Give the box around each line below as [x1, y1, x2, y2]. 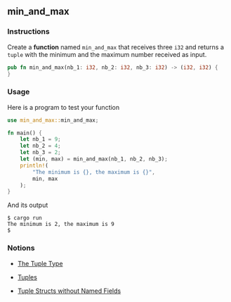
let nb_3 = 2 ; [20, 149, 61, 156]
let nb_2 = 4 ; [20, 142, 61, 150]
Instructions [7, 27, 51, 37]
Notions [7, 243, 35, 253]
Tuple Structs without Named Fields [17, 287, 121, 295]
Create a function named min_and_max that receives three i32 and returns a [7, 42, 225, 51]
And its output [7, 201, 48, 210]
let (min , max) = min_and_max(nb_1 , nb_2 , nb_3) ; [20, 156, 169, 163]
